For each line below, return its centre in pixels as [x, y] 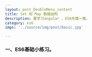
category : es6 [19, 23]
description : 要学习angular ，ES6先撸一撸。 [47, 18]
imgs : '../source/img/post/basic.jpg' [44, 28]
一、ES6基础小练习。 [30, 50]
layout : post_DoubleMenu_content [39, 9]
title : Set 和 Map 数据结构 [31, 14]
